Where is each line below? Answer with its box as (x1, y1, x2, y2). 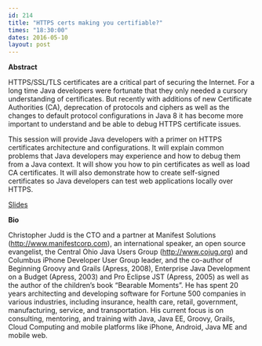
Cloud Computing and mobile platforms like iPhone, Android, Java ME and (8, 322, 247, 332)
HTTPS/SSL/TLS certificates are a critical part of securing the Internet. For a (8, 78, 255, 87)
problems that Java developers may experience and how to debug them (8, 151, 241, 161)
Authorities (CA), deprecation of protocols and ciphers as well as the (8, 103, 230, 112)
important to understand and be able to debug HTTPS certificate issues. (8, 120, 242, 129)
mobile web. (8, 331, 49, 340)
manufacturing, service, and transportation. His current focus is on (8, 306, 224, 315)
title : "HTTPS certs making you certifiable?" (8, 19, 163, 27)
